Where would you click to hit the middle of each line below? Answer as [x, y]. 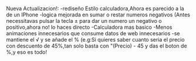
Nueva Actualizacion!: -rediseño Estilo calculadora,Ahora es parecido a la [95, 9]
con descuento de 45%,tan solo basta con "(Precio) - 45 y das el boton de [97, 46]
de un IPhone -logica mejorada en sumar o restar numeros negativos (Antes [98, 15]
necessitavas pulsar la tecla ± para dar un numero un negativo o [84, 21]
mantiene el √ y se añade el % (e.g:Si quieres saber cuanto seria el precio [95, 40]
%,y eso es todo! [26, 52]
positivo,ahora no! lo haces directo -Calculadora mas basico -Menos [89, 27]
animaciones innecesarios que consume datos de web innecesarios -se [93, 33]
